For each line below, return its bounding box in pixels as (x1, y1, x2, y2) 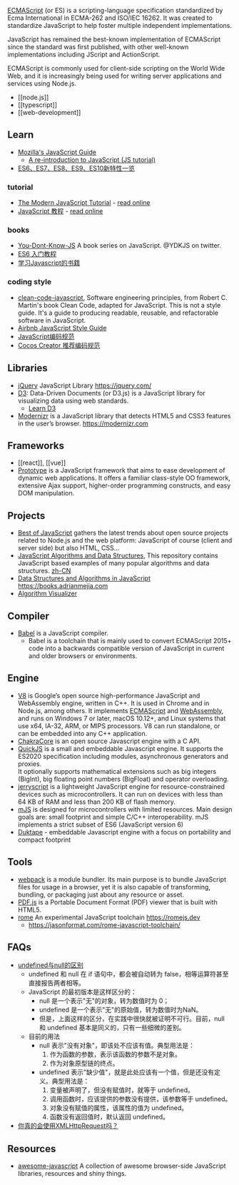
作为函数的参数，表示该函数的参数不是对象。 (49, 1050, 182, 1059)
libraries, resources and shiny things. (17, 1169, 127, 1178)
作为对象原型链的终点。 (49, 1059, 119, 1068)
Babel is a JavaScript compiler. (17, 628, 109, 637)
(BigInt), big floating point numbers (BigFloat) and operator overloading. (17, 775, 230, 783)
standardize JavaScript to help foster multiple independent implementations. (7, 21, 233, 29)
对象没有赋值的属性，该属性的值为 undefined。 (49, 1104, 188, 1112)
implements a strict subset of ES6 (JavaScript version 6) (17, 820, 184, 829)
